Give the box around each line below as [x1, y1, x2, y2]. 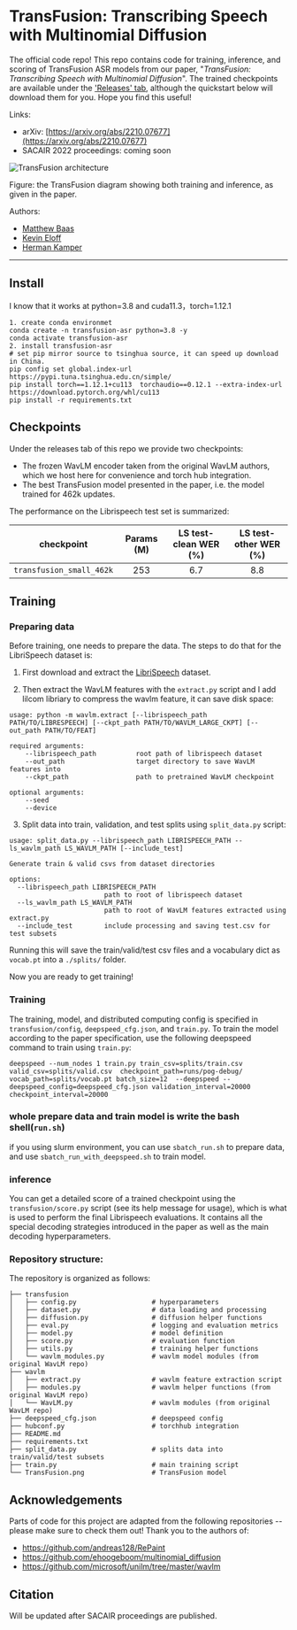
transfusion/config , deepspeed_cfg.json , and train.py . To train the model [9, 1023, 278, 1033]
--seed [25, 796, 49, 805]
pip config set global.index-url [9, 365, 133, 374]
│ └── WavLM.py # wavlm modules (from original [9, 1399, 271, 1408]
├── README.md [9, 1430, 62, 1439]
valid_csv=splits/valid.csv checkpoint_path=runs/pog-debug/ [9, 1067, 243, 1076]
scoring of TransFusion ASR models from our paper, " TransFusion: [9, 64, 252, 74]
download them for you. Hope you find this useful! [9, 91, 192, 103]
